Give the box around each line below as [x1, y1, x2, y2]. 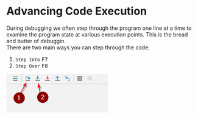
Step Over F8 [15, 62, 49, 69]
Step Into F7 [15, 56, 49, 63]
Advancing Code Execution [6, 4, 147, 18]
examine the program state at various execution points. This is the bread [6, 30, 188, 38]
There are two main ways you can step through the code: [6, 44, 150, 51]
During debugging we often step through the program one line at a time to [6, 24, 192, 32]
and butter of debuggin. [6, 37, 66, 44]
